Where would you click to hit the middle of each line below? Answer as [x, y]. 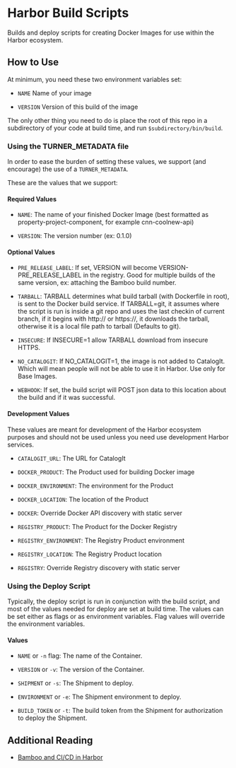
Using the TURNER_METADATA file [68, 146]
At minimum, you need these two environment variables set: [95, 79]
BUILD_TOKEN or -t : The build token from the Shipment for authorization [120, 711]
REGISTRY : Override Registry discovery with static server [99, 567]
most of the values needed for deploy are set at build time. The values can [116, 608]
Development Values [39, 414]
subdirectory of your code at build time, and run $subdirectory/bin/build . [115, 128]
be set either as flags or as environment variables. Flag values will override [116, 616]
